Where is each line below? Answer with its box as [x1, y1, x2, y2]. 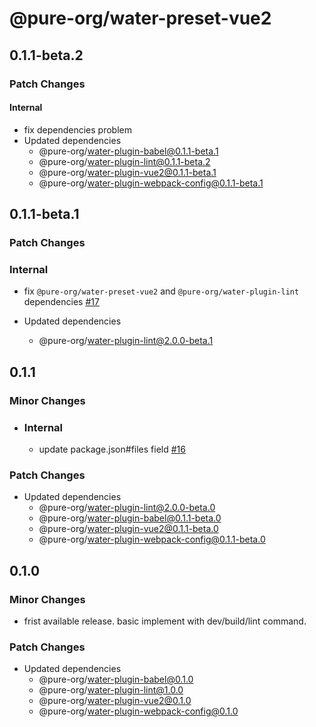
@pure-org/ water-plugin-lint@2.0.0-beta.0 [38, 502, 216, 514]
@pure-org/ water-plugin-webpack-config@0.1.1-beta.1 [38, 177, 264, 189]
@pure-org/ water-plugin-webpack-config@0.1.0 [38, 705, 239, 717]
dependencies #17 [23, 296, 100, 308]
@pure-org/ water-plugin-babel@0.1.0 [38, 673, 194, 686]
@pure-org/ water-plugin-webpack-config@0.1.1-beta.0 [38, 533, 266, 546]
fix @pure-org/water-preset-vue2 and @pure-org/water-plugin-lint [23, 285, 300, 297]
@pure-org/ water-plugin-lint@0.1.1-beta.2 [38, 155, 211, 167]
